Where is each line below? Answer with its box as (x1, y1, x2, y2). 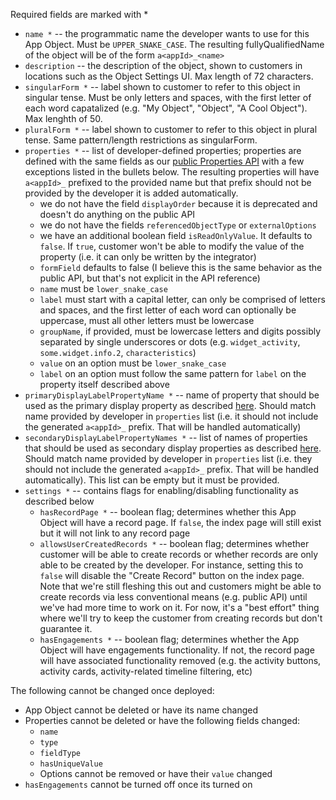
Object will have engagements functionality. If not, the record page (39, 644, 315, 656)
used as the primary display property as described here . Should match (24, 400, 317, 411)
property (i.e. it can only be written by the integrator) (39, 251, 257, 263)
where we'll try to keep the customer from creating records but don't (39, 612, 323, 624)
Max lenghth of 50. (24, 113, 103, 124)
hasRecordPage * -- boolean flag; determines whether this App (39, 506, 297, 518)
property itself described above (39, 379, 170, 390)
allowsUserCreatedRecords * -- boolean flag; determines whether (39, 538, 310, 549)
